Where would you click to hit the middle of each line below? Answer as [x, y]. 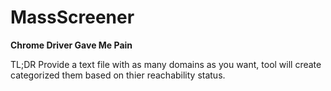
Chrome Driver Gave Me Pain [71, 45]
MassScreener [72, 17]
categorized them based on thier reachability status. [118, 75]
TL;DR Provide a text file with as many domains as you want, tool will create [166, 64]
